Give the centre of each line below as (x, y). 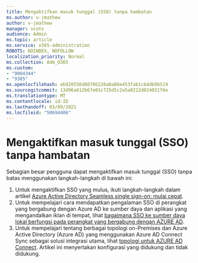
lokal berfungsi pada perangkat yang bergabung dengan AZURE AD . (100, 222)
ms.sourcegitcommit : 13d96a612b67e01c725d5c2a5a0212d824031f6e (87, 90)
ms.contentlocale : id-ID (37, 101)
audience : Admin (26, 34)
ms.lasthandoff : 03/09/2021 (42, 107)
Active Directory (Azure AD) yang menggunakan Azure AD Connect (98, 235)
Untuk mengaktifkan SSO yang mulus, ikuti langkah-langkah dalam (97, 190)
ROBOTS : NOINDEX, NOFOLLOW (40, 51)
